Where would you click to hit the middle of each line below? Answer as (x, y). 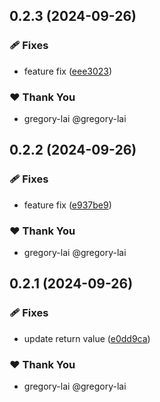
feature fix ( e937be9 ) (67, 205)
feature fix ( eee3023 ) (68, 71)
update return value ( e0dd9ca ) (87, 338)
